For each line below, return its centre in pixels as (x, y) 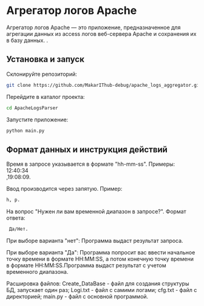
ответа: (16, 218)
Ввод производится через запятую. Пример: (64, 189)
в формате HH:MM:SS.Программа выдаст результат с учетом (87, 265)
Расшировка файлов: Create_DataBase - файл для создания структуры (98, 284)
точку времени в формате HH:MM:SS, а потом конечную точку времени (100, 259)
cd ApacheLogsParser (32, 108)
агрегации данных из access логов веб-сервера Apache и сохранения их (101, 33)
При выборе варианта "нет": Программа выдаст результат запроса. (95, 240)
